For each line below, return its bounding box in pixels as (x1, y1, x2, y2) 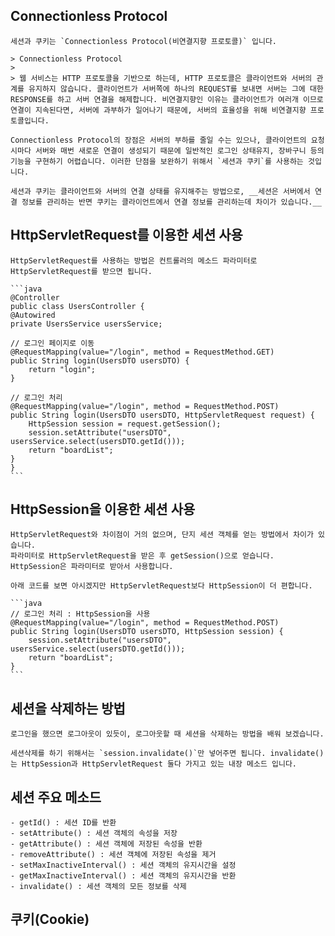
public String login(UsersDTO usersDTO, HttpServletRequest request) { (10, 410, 315, 420)
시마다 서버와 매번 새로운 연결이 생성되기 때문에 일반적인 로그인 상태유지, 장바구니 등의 (10, 145, 325, 156)
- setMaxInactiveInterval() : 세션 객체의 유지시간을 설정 (10, 860, 237, 871)
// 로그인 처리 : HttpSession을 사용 (10, 609, 151, 619)
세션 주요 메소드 (10, 789, 102, 806)
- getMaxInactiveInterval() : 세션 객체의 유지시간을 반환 (10, 871, 237, 881)
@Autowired (10, 310, 56, 320)
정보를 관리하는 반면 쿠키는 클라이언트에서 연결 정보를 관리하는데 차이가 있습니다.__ (21, 197, 322, 207)
